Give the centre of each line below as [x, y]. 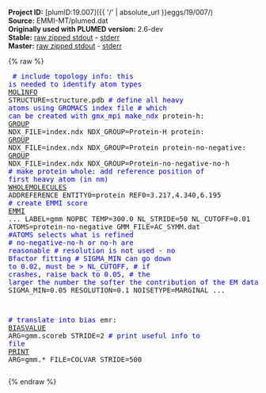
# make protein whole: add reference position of [106, 172]
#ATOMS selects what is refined [71, 235]
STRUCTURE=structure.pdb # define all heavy [96, 100]
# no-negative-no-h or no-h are [71, 243]
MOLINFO [23, 92]
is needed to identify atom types [75, 84]
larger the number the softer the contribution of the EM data [133, 282]
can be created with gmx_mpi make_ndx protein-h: [106, 116]
